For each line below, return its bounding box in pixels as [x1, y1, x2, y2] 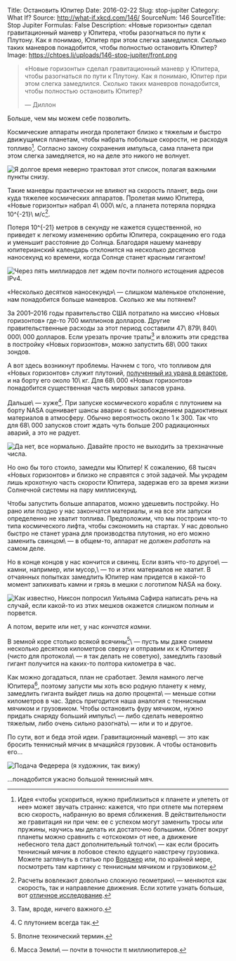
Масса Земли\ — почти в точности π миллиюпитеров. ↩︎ [17, 946, 187, 954]
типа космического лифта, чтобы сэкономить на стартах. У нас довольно [7, 521, 228, 530]
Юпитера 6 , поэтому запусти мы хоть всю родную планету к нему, [7, 680, 206, 690]
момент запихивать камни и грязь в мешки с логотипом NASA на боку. [7, 580, 223, 588]
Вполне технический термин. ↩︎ [17, 931, 112, 940]
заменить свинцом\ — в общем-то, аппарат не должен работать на [7, 536, 211, 545]
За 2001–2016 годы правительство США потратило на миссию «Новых [7, 309, 220, 317]
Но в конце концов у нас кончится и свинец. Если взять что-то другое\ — [7, 557, 228, 566]
